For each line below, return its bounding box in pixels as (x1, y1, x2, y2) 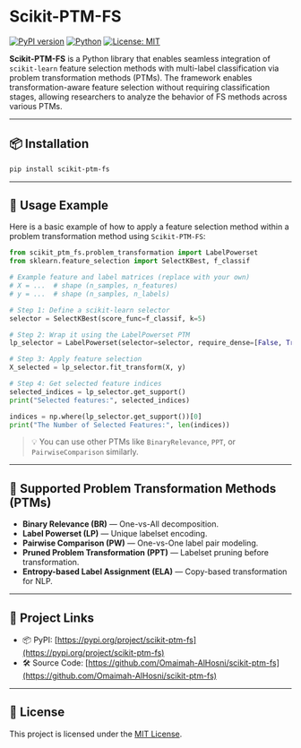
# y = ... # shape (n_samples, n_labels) (9, 289, 170, 298)
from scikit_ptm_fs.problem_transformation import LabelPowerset (9, 248, 258, 257)
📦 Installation (9, 136, 90, 151)
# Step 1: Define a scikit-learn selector (9, 305, 170, 314)
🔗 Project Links (9, 610, 95, 625)
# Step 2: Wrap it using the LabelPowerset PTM (9, 330, 191, 340)
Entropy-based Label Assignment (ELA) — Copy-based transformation (21, 566, 288, 577)
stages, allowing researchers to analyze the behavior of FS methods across (9, 91, 288, 102)
